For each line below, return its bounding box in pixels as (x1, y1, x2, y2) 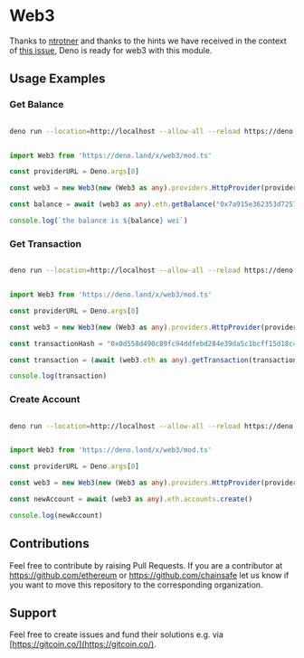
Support (9, 606, 57, 621)
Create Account (9, 393, 81, 406)
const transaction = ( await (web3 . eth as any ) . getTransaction (9, 355, 249, 364)
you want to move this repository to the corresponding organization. (9, 579, 263, 590)
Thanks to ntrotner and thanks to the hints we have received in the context (9, 35, 287, 46)
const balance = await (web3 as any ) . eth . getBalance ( (9, 200, 217, 209)
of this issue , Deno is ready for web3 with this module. (9, 44, 213, 55)
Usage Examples (9, 71, 106, 87)
